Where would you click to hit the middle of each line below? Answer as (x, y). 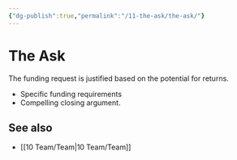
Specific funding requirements (71, 94)
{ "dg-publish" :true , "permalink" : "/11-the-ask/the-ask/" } (107, 16)
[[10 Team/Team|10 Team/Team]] (75, 147)
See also (30, 127)
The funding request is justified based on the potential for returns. (118, 78)
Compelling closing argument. (70, 103)
